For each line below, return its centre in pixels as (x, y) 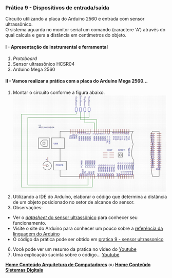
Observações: (27, 208)
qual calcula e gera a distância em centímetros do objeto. (66, 35)
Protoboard (25, 58)
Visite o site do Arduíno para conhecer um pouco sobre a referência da (88, 229)
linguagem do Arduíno (36, 234)
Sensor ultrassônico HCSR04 (44, 64)
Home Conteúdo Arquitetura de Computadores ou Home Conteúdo (78, 265)
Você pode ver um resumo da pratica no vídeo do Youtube (75, 249)
